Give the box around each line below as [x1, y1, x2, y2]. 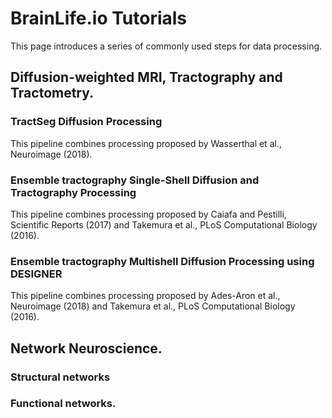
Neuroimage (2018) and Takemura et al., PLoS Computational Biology [10, 300, 296, 312]
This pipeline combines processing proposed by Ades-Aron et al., [10, 290, 281, 302]
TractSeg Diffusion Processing [10, 115, 163, 129]
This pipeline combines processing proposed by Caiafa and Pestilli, [10, 208, 287, 220]
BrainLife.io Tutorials [10, 7, 188, 30]
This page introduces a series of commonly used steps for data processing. [10, 40, 323, 52]
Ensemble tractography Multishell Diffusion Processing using [10, 254, 315, 268]
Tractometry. [10, 85, 95, 102]
